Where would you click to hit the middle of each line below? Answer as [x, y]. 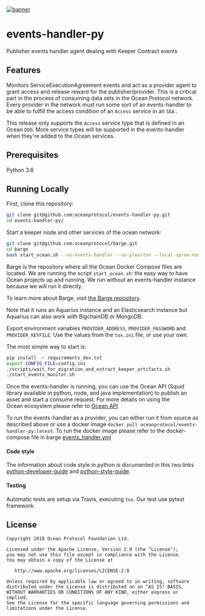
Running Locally [38, 189]
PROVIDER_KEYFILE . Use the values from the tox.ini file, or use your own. [97, 335]
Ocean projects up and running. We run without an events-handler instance [101, 280]
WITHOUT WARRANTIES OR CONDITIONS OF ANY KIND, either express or [92, 592]
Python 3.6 [20, 170]
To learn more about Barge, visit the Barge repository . [74, 298]
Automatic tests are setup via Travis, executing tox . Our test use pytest [95, 499]
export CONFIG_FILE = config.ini [46, 363]
